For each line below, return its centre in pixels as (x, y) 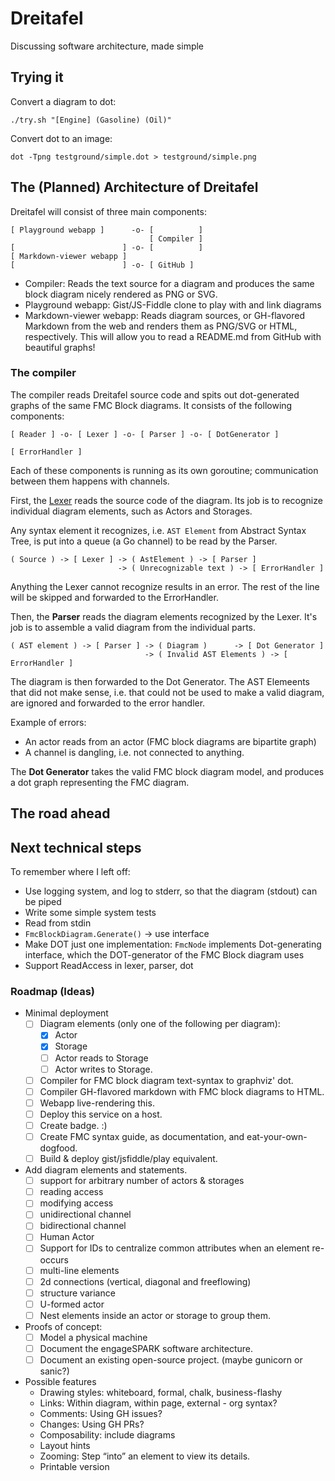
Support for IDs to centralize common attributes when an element (174, 1248)
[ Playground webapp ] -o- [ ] (106, 230)
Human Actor (67, 1237)
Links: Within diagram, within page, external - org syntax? (158, 1403)
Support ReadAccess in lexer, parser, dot (109, 966)
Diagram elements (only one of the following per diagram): (160, 1024)
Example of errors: (48, 722)
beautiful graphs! (60, 347)
